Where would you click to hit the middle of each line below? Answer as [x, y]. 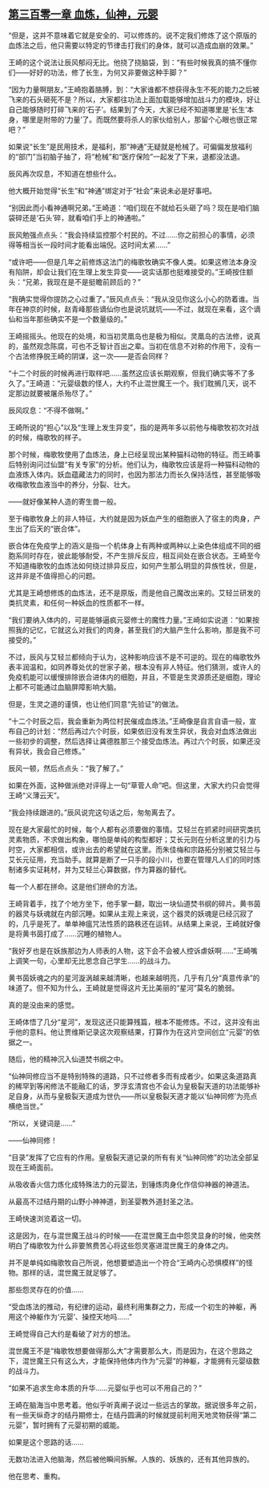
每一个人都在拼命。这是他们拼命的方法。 [75, 886]
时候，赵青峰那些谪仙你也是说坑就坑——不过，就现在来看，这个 [148, 309]
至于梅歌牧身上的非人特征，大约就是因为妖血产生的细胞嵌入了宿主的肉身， [131, 518]
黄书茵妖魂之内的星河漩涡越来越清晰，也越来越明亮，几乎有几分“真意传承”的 [134, 978]
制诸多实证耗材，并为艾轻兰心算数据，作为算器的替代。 [99, 870]
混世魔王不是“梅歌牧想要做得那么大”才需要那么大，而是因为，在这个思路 [127, 1351]
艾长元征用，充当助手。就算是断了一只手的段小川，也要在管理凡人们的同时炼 [134, 859]
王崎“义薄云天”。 [36, 795]
